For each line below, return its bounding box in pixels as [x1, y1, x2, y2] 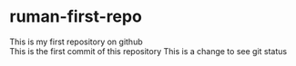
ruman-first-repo [9, 6, 143, 27]
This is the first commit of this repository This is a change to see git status [9, 45, 288, 56]
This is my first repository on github [9, 36, 143, 47]
